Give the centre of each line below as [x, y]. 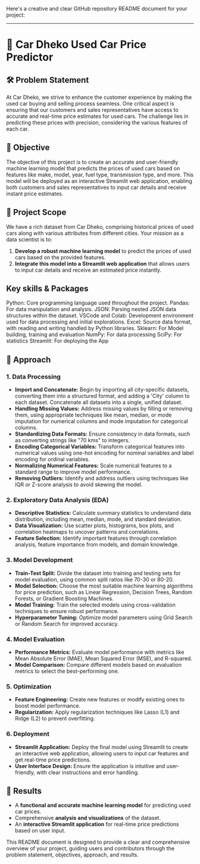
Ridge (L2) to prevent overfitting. [55, 719]
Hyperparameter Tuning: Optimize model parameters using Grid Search [104, 617]
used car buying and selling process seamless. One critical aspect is [90, 103]
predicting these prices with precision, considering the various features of [97, 122]
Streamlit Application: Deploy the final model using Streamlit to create [101, 747]
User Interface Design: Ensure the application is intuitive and [90, 766]
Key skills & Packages [47, 289]
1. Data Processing [34, 377]
